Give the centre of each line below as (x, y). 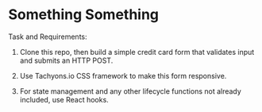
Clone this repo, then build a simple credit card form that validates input (137, 52)
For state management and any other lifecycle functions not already (131, 91)
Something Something (84, 15)
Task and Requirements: (48, 37)
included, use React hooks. (64, 99)
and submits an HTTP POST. (66, 60)
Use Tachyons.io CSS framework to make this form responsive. (123, 75)
